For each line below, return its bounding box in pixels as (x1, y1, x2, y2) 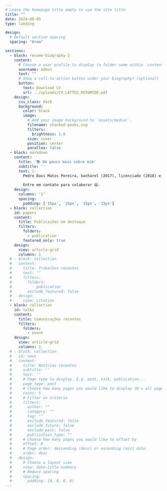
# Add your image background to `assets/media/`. (27, 118, 133, 123)
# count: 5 (9, 391, 41, 395)
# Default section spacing (9, 35, 66, 40)
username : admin (18, 67, 52, 72)
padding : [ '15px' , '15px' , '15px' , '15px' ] (23, 201, 114, 206)
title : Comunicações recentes (18, 316, 81, 321)
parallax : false (27, 145, 61, 151)
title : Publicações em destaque (18, 219, 85, 224)
